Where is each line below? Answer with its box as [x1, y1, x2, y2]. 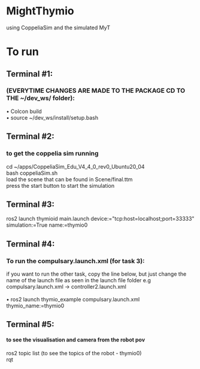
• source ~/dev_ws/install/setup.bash [6, 114, 99, 121]
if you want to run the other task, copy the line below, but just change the [6, 270, 187, 277]
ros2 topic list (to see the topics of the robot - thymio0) [6, 349, 142, 356]
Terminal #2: [6, 132, 55, 142]
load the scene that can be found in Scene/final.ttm [6, 175, 133, 183]
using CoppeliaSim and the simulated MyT [6, 24, 111, 31]
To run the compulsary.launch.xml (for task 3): [6, 257, 145, 265]
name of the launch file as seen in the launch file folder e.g [6, 277, 151, 283]
